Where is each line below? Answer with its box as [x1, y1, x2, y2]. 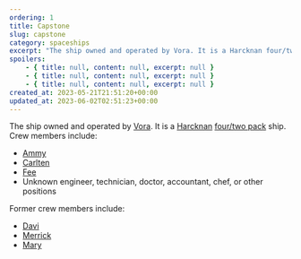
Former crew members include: [9, 203, 125, 214]
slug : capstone [9, 30, 66, 39]
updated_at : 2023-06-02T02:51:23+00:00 [9, 96, 159, 106]
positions [21, 186, 56, 197]
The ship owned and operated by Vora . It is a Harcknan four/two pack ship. [9, 121, 287, 132]
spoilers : [9, 55, 47, 64]
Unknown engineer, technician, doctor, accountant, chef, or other [21, 177, 264, 187]
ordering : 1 [9, 13, 54, 22]
